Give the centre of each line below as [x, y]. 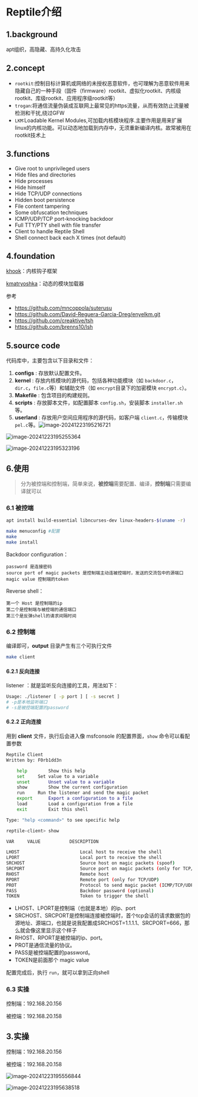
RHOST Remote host [58, 874]
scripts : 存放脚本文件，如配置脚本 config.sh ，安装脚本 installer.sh [99, 403]
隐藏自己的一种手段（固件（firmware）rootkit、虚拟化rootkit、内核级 [98, 91]
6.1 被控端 [20, 508]
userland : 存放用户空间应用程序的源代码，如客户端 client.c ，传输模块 [101, 417]
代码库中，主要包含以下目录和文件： [50, 361]
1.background [32, 34]
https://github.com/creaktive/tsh [54, 321]
